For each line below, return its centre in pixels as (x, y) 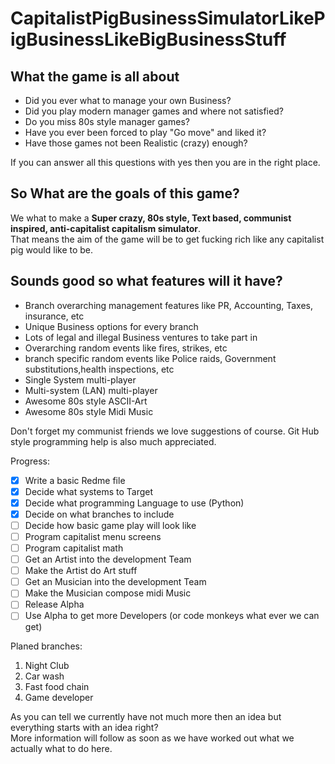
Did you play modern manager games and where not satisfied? (154, 111)
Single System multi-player (80, 379)
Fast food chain (57, 687)
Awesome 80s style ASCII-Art (86, 401)
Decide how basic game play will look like (110, 525)
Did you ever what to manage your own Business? (128, 100)
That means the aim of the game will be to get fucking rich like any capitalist (167, 239)
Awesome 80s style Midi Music (89, 411)
